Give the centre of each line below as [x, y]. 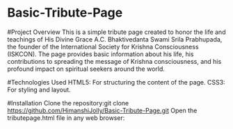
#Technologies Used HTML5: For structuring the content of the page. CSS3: [116, 82]
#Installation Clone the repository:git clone [68, 103]
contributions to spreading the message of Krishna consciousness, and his [114, 61]
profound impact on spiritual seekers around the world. [86, 69]
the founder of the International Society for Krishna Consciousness [103, 46]
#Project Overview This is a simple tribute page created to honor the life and [116, 32]
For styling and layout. [39, 89]
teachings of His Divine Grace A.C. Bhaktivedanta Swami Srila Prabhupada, [115, 39]
